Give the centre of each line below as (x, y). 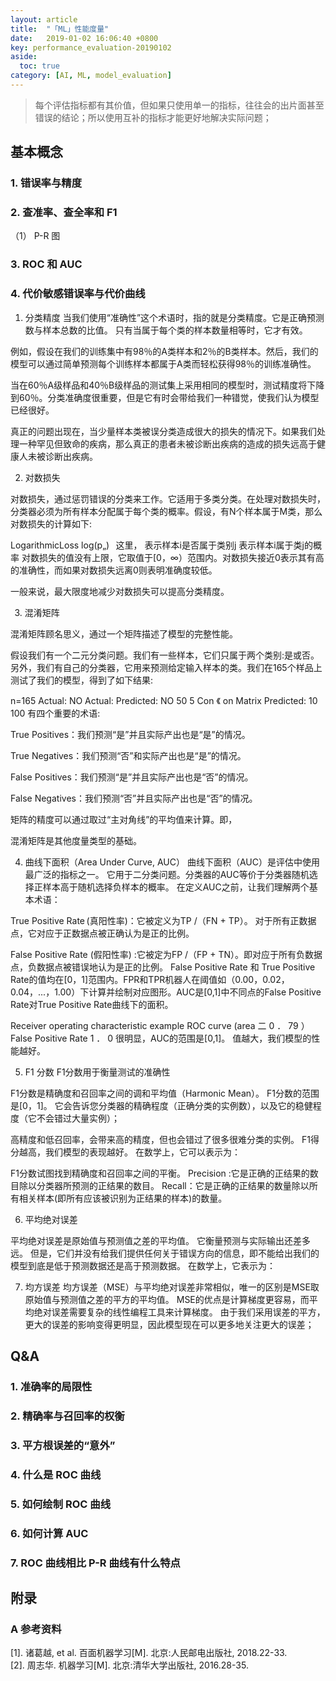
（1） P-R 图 (35, 236)
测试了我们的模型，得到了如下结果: (82, 680)
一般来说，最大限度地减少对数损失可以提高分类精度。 (120, 591)
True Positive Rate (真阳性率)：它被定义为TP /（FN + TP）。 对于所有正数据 (163, 920)
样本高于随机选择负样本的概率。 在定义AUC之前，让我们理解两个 (176, 887)
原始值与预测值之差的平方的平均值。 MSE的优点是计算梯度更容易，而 (167, 1299)
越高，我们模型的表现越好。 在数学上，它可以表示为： (129, 1152)
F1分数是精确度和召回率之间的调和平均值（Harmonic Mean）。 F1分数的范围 (165, 1093)
